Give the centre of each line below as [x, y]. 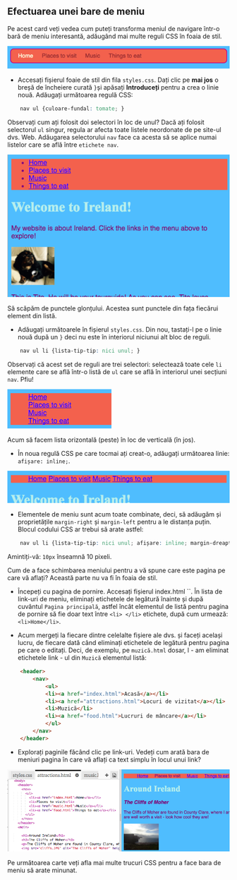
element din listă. [32, 316]
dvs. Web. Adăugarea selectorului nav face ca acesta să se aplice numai [112, 138]
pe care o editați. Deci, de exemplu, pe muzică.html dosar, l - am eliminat [123, 650]
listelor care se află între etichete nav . [63, 145]
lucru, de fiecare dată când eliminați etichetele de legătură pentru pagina [123, 643]
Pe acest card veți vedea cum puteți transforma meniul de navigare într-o [114, 28]
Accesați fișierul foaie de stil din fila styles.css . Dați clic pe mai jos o [118, 80]
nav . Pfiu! [20, 379]
